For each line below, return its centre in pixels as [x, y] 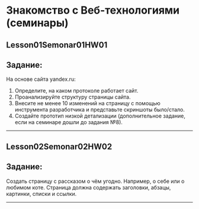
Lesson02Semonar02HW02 [59, 146]
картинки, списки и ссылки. [41, 194]
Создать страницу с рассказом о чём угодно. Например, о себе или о [95, 181]
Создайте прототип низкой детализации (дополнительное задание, [100, 116]
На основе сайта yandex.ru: [41, 79]
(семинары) [38, 23]
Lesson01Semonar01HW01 [57, 45]
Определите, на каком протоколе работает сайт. [76, 91]
